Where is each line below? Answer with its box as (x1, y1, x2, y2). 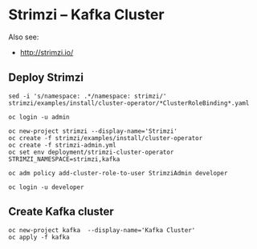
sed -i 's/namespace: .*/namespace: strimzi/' (8, 92, 167, 100)
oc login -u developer (8, 183, 84, 191)
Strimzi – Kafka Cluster (8, 6, 165, 24)
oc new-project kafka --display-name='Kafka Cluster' (8, 226, 196, 234)
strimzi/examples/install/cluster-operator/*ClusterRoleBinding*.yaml (8, 98, 250, 107)
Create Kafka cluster (8, 205, 114, 219)
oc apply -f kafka (8, 233, 70, 241)
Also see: (8, 32, 39, 42)
